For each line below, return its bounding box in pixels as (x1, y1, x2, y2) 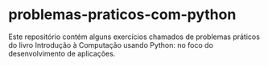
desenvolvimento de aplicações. (8, 49, 116, 58)
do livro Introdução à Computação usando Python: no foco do (8, 40, 213, 49)
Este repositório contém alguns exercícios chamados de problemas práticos (8, 32, 260, 41)
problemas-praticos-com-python (8, 6, 237, 24)
